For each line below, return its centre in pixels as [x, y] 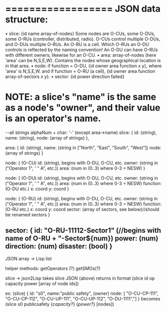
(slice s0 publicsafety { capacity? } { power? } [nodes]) [60, 304]
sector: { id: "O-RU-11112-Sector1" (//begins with [83, 231]
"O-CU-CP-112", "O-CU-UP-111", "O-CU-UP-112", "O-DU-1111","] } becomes [83, 298]
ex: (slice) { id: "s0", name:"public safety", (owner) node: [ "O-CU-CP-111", [82, 293]
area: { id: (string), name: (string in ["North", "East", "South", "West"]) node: [83, 148]
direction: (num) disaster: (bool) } [59, 247]
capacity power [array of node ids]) [42, 283]
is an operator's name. [53, 119]
